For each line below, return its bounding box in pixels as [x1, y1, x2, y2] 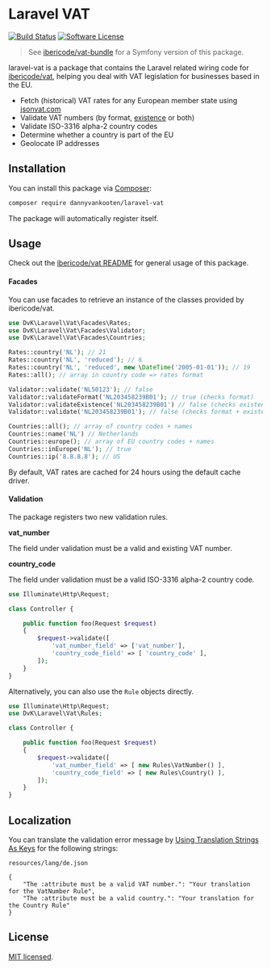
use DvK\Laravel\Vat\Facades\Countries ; [8, 334, 147, 342]
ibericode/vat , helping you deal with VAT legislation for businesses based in [8, 71, 260, 81]
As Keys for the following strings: [8, 844, 119, 854]
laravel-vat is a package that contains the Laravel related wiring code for [8, 62, 249, 73]
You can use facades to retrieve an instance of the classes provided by [8, 294, 244, 304]
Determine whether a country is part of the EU [19, 130, 174, 140]
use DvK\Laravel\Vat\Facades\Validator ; [8, 326, 147, 335]
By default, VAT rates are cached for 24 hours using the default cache [8, 467, 241, 477]
